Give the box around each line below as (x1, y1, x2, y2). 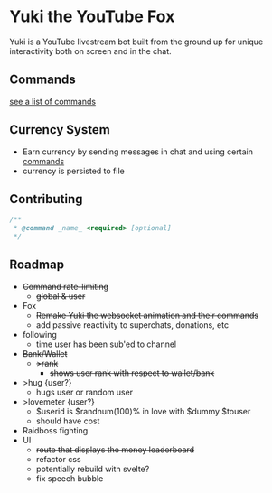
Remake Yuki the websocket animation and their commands (35, 310, 259, 321)
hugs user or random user (35, 386, 134, 397)
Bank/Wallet (22, 348, 68, 358)
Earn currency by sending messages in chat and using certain (22, 146, 253, 157)
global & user (35, 291, 86, 302)
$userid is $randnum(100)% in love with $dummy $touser (35, 405, 251, 416)
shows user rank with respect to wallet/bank (49, 367, 215, 378)
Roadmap (9, 257, 65, 273)
